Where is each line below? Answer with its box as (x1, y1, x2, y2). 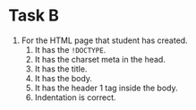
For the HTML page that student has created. (21, 35, 189, 46)
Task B (8, 5, 59, 26)
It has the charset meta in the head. (34, 54, 166, 64)
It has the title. (34, 63, 88, 74)
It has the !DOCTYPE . (34, 44, 107, 55)
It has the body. (34, 72, 93, 83)
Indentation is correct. (34, 91, 117, 103)
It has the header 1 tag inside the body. (34, 82, 178, 93)
